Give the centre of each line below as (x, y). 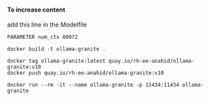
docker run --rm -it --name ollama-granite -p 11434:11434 (93, 85)
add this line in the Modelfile (47, 25)
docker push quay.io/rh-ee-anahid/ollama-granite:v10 (86, 73)
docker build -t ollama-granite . (57, 49)
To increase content (36, 10)
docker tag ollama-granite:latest (57, 61)
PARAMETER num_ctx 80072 (43, 38)
